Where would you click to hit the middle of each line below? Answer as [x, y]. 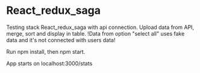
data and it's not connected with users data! [61, 40]
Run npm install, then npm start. [46, 51]
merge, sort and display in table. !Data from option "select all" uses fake [95, 33]
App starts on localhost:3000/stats [49, 63]
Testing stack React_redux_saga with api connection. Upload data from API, [100, 27]
